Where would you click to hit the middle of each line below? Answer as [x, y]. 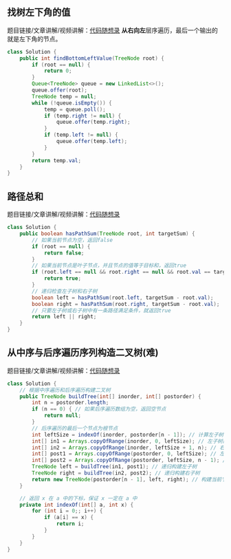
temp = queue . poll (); [75, 109]
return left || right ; [64, 317]
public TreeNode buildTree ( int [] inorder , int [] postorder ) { [110, 396]
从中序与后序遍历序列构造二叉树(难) [83, 353]
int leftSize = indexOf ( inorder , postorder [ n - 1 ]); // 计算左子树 [128, 435]
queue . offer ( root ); [60, 90]
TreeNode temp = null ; [64, 96]
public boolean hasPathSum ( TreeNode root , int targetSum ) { [107, 234]
